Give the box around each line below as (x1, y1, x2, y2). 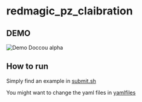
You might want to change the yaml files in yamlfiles (6, 89, 136, 96)
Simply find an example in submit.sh (6, 77, 97, 85)
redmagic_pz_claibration (6, 4, 133, 18)
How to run (6, 61, 49, 71)
